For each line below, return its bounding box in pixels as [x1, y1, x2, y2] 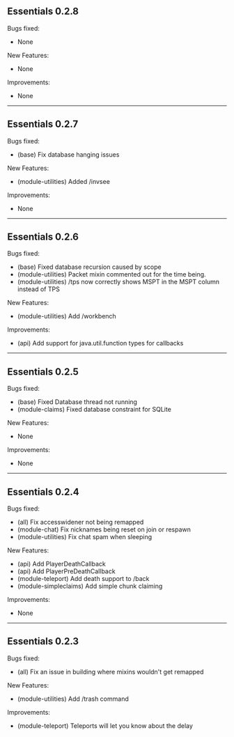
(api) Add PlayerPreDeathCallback [17, 567, 116, 575]
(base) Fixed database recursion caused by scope [17, 263, 162, 271]
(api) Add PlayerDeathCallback [17, 560, 106, 568]
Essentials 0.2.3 [7, 635, 79, 647]
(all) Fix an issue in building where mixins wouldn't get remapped [17, 667, 204, 676]
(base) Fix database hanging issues [17, 150, 120, 159]
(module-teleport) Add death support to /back [17, 575, 150, 583]
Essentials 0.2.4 [7, 486, 79, 497]
